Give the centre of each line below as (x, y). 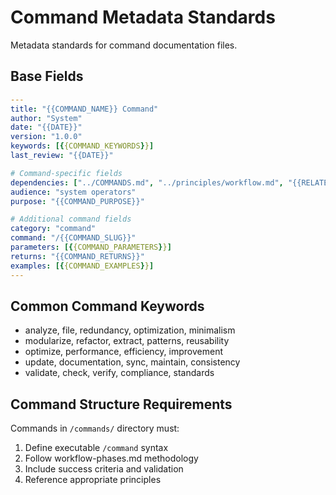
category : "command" (53, 229)
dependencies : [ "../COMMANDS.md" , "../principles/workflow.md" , (147, 182)
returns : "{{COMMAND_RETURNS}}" (77, 256)
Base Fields (47, 76)
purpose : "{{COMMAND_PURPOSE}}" (77, 201)
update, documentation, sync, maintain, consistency (132, 362)
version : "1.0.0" (46, 137)
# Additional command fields (71, 219)
